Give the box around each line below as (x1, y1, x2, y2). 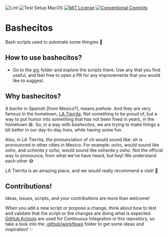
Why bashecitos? (5, 92, 61, 100)
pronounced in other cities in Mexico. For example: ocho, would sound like (5, 142, 159, 148)
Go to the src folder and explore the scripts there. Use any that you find (12, 67, 160, 73)
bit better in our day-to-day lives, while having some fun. (5, 127, 123, 133)
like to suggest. (12, 77, 44, 83)
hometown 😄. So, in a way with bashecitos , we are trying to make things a (5, 121, 160, 128)
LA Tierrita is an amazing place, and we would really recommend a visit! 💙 (5, 167, 158, 173)
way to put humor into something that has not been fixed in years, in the (5, 116, 154, 122)
